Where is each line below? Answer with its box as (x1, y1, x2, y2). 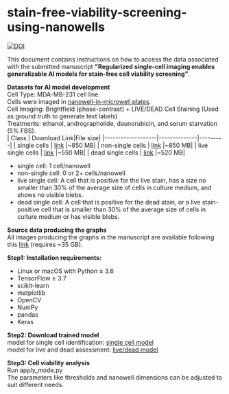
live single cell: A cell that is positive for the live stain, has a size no (16, 176, 206, 184)
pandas (16, 310, 39, 319)
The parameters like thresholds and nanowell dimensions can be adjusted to (7, 373, 223, 381)
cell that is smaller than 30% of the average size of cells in (40, 205, 206, 213)
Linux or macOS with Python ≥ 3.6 (16, 267, 114, 275)
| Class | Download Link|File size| (7, 133, 101, 142)
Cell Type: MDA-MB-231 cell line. (7, 90, 101, 98)
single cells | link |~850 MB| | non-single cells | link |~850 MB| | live (16, 141, 208, 149)
